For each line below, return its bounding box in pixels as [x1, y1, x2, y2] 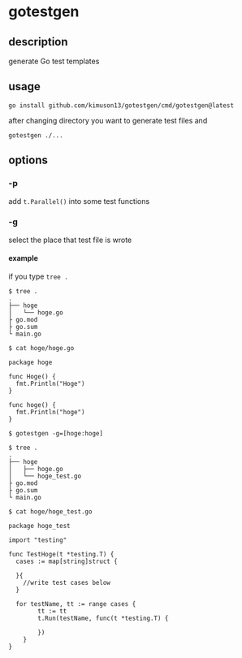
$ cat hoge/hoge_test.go [8, 508, 93, 516]
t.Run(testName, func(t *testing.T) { [37, 614, 169, 622]
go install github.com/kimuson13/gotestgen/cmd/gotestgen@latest [8, 101, 234, 110]
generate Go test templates [8, 56, 100, 66]
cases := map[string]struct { [15, 557, 118, 565]
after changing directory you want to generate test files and [8, 115, 208, 125]
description [8, 35, 68, 49]
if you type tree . [8, 271, 69, 281]
